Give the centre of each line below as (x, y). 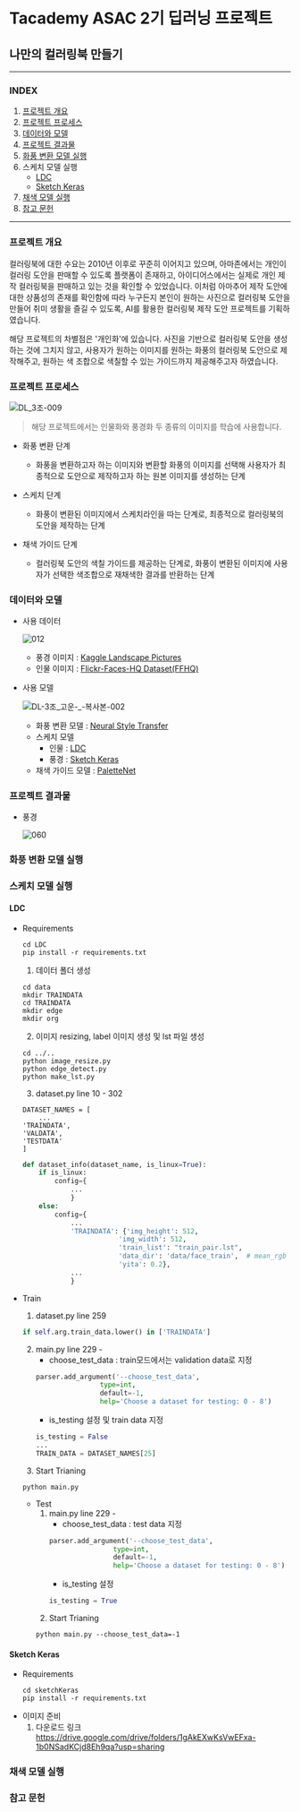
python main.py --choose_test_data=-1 (108, 1635)
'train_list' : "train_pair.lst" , (180, 1248)
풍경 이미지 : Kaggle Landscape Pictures (108, 657)
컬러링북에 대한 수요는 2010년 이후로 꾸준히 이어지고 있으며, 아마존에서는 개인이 (148, 263)
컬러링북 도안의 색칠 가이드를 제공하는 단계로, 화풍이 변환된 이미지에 (154, 563)
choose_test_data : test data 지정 (122, 1524)
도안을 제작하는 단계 (70, 525)
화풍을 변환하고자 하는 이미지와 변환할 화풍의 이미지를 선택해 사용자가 (156, 464)
